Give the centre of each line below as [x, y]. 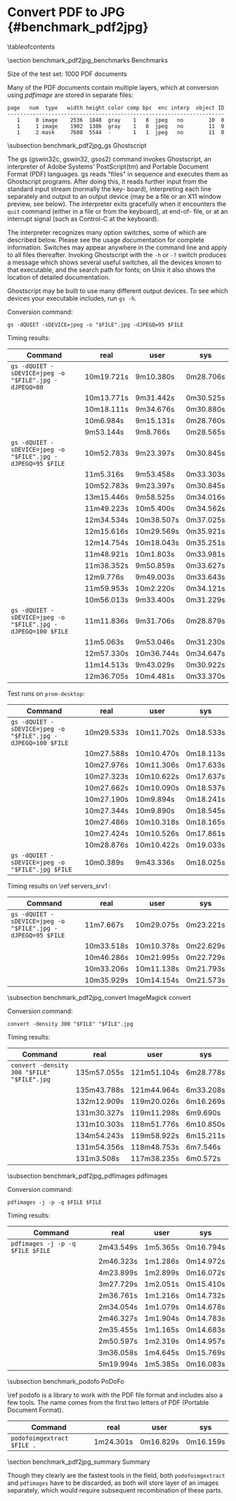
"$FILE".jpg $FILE [41, 869]
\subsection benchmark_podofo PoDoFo [66, 1381]
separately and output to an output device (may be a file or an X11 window [114, 196]
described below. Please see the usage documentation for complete [106, 240]
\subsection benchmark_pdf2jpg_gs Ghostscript [77, 145]
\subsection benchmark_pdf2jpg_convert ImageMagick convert [99, 997]
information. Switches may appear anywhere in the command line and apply [117, 247]
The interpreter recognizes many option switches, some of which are [107, 232]
